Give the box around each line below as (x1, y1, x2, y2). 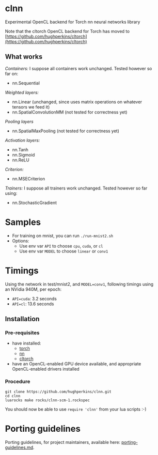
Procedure (5, 378, 31, 385)
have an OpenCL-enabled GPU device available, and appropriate (12, 361, 142, 367)
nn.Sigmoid (12, 152, 35, 157)
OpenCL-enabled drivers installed (12, 366, 80, 372)
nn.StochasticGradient (12, 200, 57, 205)
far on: (5, 71, 18, 77)
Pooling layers (5, 118, 34, 124)
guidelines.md (5, 444, 33, 450)
